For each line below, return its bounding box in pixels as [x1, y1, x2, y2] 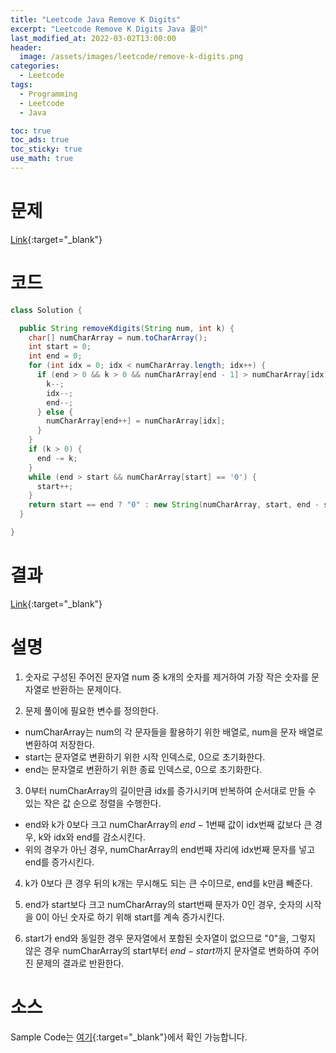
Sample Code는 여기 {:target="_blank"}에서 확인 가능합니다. [10, 1031, 248, 1043]
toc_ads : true [10, 135, 70, 145]
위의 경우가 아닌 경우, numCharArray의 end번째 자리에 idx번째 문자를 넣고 [24, 843, 316, 855]
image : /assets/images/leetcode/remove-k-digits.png [19, 52, 244, 62]
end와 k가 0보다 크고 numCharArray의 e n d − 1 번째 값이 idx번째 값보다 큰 [24, 818, 313, 830]
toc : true [10, 126, 52, 136]
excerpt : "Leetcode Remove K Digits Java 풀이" [10, 24, 208, 34]
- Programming [19, 89, 78, 99]
